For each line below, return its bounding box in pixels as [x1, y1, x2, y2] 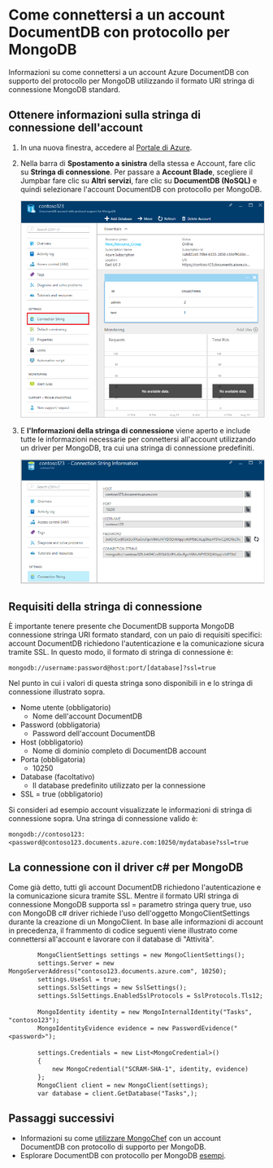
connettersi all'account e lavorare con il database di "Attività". [8, 934, 214, 944]
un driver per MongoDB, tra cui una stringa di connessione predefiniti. [19, 443, 254, 453]
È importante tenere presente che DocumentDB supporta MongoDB [8, 621, 235, 631]
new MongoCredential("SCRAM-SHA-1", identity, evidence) [51, 1065, 249, 1073]
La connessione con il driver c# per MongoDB [8, 861, 244, 875]
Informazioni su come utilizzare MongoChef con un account [19, 1133, 222, 1143]
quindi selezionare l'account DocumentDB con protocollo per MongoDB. [19, 184, 262, 194]
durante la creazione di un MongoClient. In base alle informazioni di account [8, 916, 264, 926]
